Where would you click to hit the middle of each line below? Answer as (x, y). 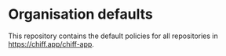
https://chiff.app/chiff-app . (51, 44)
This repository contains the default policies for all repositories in (113, 36)
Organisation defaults (80, 14)
